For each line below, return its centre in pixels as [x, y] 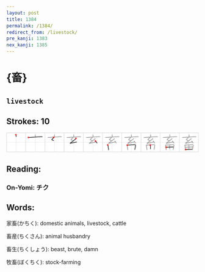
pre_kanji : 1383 [27, 39]
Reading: [24, 169]
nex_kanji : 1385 [27, 45]
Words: [20, 208]
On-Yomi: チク [28, 187]
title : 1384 [21, 19]
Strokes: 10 [28, 121]
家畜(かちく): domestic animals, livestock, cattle [67, 223]
